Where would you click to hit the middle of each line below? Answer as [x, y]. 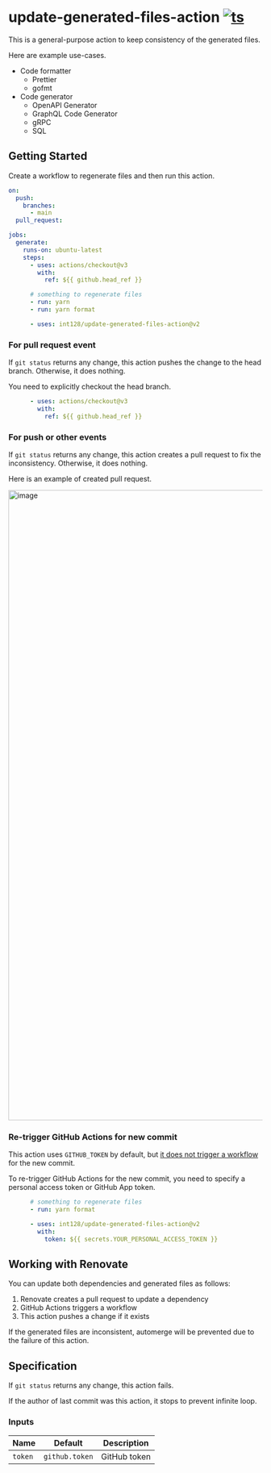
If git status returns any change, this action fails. [91, 1385]
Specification [43, 1366]
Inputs [21, 1422]
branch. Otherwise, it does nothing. [67, 371]
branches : [40, 206]
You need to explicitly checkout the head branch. [90, 386]
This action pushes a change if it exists [85, 1317]
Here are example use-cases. [57, 55]
